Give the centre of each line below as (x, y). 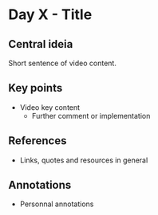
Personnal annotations (57, 204)
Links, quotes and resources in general (84, 160)
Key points (36, 88)
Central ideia (41, 44)
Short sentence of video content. (63, 63)
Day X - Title (50, 15)
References (38, 141)
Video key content (50, 107)
